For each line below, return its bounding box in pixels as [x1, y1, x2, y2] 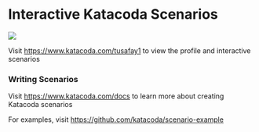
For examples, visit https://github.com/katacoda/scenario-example [8, 115, 224, 124]
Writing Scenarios [8, 73, 78, 84]
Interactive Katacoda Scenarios [8, 5, 218, 23]
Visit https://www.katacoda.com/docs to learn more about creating [8, 91, 224, 101]
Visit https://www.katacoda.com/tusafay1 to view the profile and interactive [8, 45, 251, 55]
